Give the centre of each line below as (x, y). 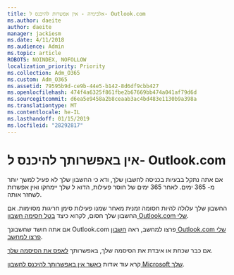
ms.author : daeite (34, 20)
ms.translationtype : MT (42, 106)
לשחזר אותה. (25, 195)
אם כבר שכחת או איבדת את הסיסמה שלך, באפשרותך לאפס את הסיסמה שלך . (110, 250)
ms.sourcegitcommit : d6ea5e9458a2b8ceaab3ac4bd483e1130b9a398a (102, 99)
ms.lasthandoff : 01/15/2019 (49, 118)
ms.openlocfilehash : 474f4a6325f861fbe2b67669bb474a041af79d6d (102, 92)
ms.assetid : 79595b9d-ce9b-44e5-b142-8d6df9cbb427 (83, 86)
